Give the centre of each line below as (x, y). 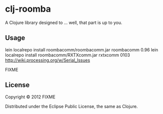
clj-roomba (28, 9)
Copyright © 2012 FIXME (30, 97)
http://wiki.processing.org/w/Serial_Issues (48, 60)
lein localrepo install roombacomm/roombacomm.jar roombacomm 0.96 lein (81, 49)
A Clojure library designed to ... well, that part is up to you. (64, 23)
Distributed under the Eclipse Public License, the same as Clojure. (71, 106)
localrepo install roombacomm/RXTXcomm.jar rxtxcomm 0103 (68, 55)
